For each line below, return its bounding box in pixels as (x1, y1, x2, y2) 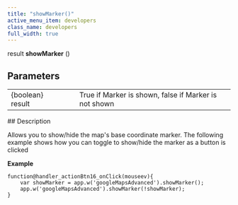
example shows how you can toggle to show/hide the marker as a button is (7, 139, 226, 147)
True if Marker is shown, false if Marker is (79, 90, 217, 100)
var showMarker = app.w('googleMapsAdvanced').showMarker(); (20, 180, 204, 187)
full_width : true (7, 30, 59, 37)
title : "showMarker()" (7, 10, 74, 18)
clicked (7, 146, 28, 154)
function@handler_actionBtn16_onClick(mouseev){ (7, 173, 154, 180)
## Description (7, 117, 51, 126)
